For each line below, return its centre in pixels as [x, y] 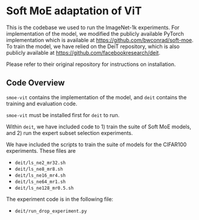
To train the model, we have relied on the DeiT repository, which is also [93, 46]
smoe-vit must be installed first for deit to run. [63, 115]
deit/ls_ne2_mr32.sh [40, 163]
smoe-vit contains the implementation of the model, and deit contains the [97, 97]
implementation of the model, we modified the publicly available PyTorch [95, 33]
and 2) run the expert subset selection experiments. [70, 133]
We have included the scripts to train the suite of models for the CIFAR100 [97, 144]
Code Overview [36, 83]
